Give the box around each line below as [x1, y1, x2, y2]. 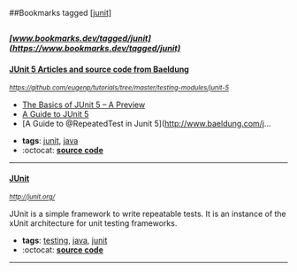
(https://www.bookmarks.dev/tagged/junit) [9, 43, 181, 54]
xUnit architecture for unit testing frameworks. [9, 217, 178, 229]
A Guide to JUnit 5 [21, 108, 89, 119]
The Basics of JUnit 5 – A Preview [21, 99, 146, 110]
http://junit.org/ [9, 192, 56, 202]
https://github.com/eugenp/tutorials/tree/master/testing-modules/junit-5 [9, 83, 230, 92]
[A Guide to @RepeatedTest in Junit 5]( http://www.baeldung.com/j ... [21, 118, 271, 128]
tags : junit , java [21, 135, 79, 145]
